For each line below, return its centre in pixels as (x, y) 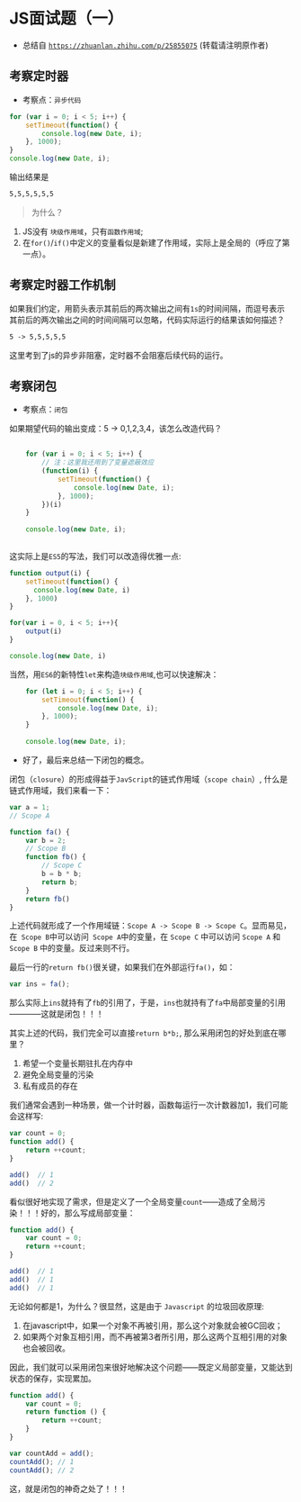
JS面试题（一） (66, 18)
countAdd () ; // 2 (42, 1470)
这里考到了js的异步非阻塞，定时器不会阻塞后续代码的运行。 (119, 355)
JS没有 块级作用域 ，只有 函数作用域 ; (83, 231)
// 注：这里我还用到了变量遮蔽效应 (98, 463)
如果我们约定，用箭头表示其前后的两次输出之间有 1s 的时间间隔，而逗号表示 (147, 308)
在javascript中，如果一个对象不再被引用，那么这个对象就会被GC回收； (152, 1326)
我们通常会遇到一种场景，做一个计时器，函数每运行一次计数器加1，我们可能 (149, 1105)
